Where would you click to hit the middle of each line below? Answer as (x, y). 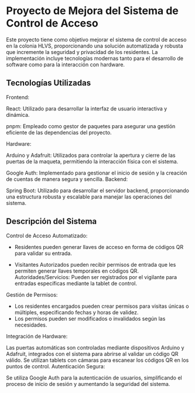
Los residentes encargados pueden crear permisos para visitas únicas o (102, 306)
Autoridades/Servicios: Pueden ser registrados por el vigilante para (96, 277)
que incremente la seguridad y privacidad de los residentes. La (82, 52)
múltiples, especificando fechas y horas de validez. (76, 312)
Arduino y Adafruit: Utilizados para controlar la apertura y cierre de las (91, 155)
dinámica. (18, 115)
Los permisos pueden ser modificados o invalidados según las (90, 318)
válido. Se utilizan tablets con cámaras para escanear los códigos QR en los (97, 360)
